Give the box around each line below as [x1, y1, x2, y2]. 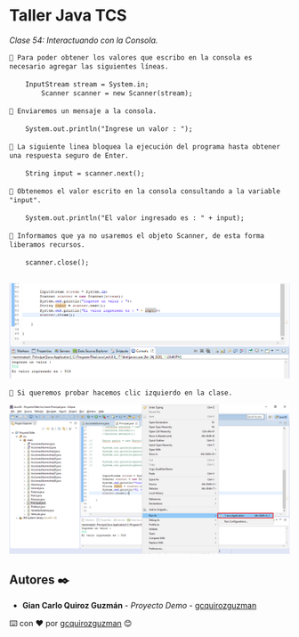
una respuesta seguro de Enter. [9, 151, 129, 160]
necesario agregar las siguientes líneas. [9, 61, 169, 71]
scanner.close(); [25, 257, 90, 267]
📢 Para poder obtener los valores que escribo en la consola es [9, 53, 253, 62]
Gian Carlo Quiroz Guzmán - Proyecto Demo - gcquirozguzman [21, 600, 257, 611]
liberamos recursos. [9, 240, 86, 249]
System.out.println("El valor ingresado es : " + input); [25, 213, 245, 223]
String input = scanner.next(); [25, 168, 145, 178]
